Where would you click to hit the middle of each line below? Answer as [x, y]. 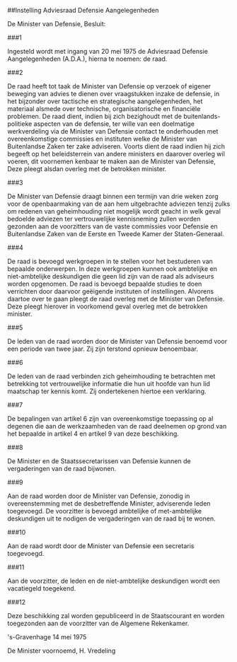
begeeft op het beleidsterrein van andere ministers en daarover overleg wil [116, 154]
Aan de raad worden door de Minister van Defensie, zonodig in [99, 496]
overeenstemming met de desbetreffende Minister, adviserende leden [109, 504]
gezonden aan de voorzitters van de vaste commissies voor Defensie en [112, 226]
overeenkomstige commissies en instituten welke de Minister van [102, 139]
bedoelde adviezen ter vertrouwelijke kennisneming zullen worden [104, 219]
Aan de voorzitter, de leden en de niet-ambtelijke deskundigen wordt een [114, 581]
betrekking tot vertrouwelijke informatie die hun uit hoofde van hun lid [109, 384]
